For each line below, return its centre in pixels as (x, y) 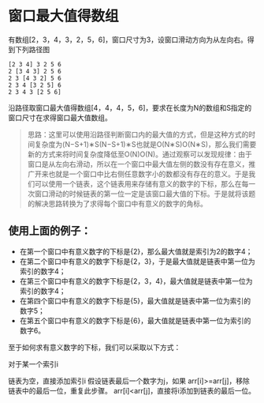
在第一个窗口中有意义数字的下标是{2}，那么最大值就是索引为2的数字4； (136, 251)
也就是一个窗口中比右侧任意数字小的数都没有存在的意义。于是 (149, 174)
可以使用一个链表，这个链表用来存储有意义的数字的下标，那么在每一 (145, 183)
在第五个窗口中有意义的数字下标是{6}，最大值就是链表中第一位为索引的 (135, 320)
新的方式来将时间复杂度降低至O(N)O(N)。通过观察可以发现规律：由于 (139, 154)
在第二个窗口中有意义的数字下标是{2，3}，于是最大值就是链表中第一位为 (137, 261)
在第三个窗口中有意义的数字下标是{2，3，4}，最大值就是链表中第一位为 (136, 281)
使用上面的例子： (50, 231)
